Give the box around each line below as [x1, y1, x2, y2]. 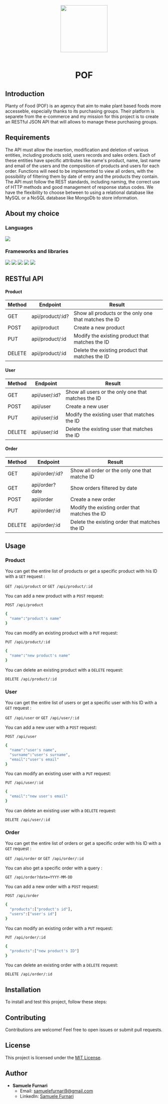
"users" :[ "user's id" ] [9, 912, 57, 917]
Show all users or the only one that [65, 388, 147, 395]
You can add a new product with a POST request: [5, 593, 104, 599]
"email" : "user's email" [9, 757, 59, 762]
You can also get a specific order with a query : [5, 865, 102, 871]
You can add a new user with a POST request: [5, 724, 97, 730]
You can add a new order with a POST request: [5, 884, 99, 890]
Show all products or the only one [73, 310, 153, 317]
